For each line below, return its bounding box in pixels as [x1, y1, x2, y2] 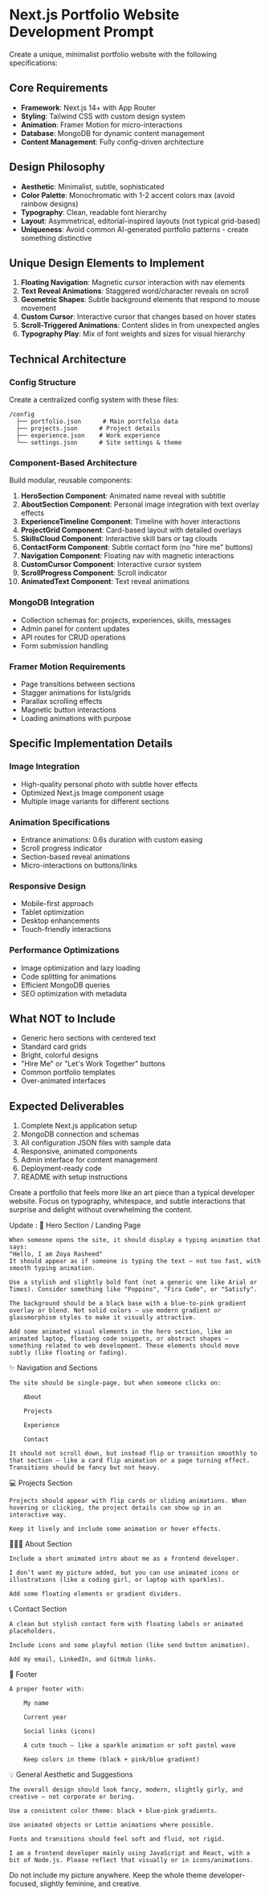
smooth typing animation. [9, 1265, 96, 1273]
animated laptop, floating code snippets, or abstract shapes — [9, 1335, 229, 1343]
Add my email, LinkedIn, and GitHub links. [9, 1655, 157, 1664]
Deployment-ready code [20, 1164, 103, 1174]
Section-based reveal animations [20, 851, 131, 861]
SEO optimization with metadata [20, 988, 128, 998]
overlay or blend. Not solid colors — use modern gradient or [9, 1306, 222, 1314]
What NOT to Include [9, 1012, 116, 1025]
